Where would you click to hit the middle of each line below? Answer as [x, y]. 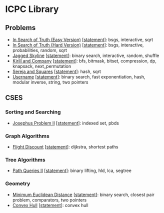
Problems [20, 28]
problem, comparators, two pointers [49, 200]
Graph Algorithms [27, 136]
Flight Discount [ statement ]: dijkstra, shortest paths [65, 146]
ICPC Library [32, 9]
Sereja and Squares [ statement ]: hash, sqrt [56, 71]
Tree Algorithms [25, 159]
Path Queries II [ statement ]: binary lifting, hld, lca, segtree [72, 170]
